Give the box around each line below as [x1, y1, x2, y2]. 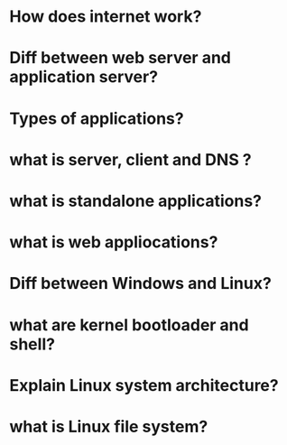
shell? [9, 334, 56, 354]
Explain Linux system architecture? [9, 375, 279, 395]
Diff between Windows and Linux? [9, 273, 273, 294]
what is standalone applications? [9, 190, 262, 211]
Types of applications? [9, 108, 184, 128]
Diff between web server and [9, 48, 232, 69]
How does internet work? [9, 6, 202, 27]
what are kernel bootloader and [9, 314, 250, 335]
